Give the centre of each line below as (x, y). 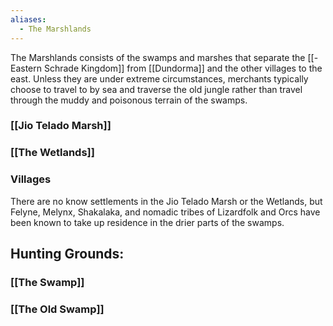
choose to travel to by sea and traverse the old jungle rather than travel (156, 89)
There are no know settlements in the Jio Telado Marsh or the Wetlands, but (166, 201)
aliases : (28, 19)
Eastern (26, 68)
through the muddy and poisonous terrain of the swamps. (129, 100)
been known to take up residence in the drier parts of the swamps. (147, 222)
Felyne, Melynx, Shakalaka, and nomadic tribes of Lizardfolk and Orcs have (165, 212)
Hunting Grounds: (67, 254)
